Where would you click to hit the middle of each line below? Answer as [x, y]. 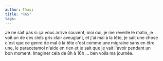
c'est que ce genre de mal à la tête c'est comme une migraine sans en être [80, 43]
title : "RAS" [18, 14]
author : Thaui [19, 10]
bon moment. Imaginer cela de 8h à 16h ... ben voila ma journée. [69, 53]
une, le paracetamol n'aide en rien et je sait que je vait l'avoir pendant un [78, 48]
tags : [10, 19]
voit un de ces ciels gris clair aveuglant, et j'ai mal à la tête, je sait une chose [81, 38]
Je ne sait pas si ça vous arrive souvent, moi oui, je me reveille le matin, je [79, 33]
